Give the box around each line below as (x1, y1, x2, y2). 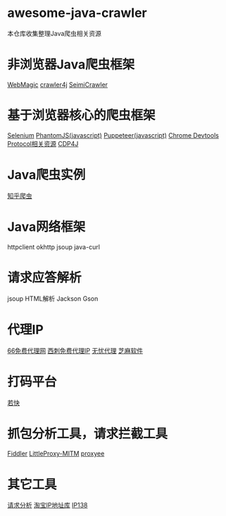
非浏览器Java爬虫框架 (7, 56, 135, 73)
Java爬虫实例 (7, 167, 86, 183)
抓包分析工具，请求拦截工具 (7, 426, 168, 442)
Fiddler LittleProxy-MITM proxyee (7, 450, 105, 458)
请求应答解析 (7, 270, 82, 285)
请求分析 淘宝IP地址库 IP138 (7, 501, 88, 510)
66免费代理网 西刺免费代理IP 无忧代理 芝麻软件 (7, 346, 143, 354)
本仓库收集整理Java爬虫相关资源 (7, 29, 102, 37)
